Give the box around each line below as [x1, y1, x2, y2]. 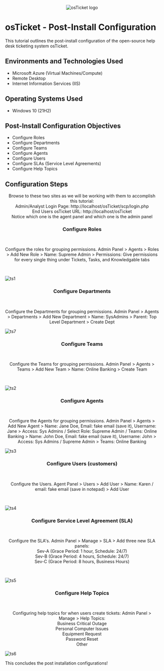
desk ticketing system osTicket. [5, 43, 68, 49]
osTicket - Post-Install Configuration [5, 22, 156, 33]
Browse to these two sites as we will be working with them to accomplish [8, 193, 156, 199]
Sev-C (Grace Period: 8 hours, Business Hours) [34, 558, 130, 564]
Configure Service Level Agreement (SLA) [31, 517, 133, 524]
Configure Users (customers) [46, 461, 118, 467]
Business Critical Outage [57, 621, 107, 627]
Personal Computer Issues [55, 626, 109, 632]
